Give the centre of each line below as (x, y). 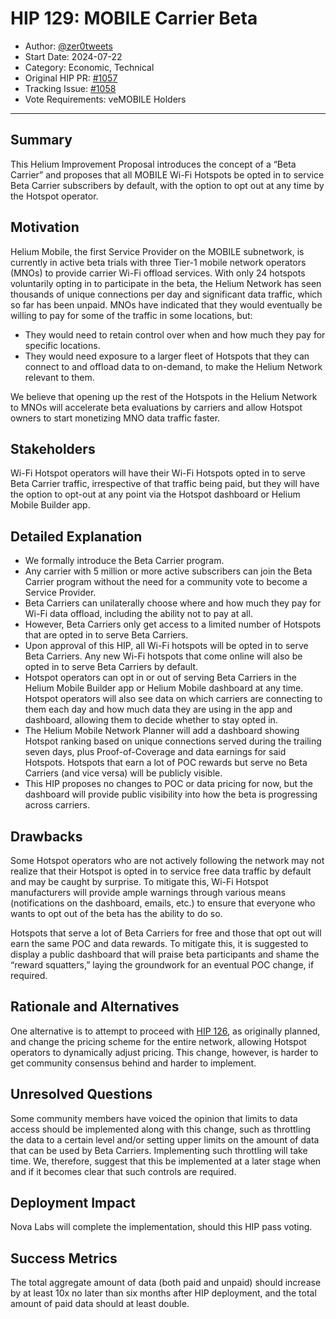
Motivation (45, 227)
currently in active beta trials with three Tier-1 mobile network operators (158, 262)
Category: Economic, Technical (89, 67)
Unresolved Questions (81, 1094)
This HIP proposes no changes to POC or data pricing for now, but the (169, 784)
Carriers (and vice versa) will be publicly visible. (123, 773)
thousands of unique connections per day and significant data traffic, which (166, 294)
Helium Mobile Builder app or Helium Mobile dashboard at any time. (164, 688)
